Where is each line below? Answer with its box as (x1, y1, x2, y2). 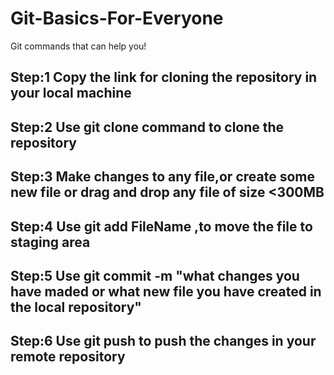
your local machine (10, 85, 132, 102)
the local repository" (10, 298, 142, 316)
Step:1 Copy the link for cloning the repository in (10, 69, 318, 86)
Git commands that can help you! (10, 40, 147, 52)
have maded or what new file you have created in (10, 283, 322, 300)
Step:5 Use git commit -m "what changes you (10, 267, 300, 284)
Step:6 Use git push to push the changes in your (10, 333, 317, 350)
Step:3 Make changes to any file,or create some (10, 168, 315, 186)
